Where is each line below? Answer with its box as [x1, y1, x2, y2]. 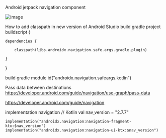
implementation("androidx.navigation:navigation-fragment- [5, 119, 132, 124]
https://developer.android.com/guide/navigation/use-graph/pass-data [5, 90, 150, 96]
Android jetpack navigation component [5, 5, 86, 10]
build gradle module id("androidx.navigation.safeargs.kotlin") [5, 75, 132, 81]
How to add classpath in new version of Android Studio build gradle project [5, 24, 161, 30]
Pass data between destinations [5, 85, 71, 90]
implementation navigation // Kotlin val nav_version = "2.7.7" [5, 109, 129, 115]
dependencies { [5, 39, 37, 44]
